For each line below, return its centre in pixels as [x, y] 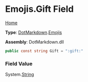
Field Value [19, 64]
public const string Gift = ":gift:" [44, 51]
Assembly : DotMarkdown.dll [35, 42]
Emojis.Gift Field [40, 9]
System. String [20, 75]
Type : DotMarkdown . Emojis [34, 32]
